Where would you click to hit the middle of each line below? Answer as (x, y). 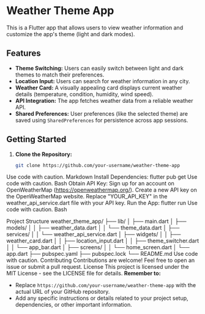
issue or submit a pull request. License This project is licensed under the (98, 267)
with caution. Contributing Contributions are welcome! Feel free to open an (101, 260)
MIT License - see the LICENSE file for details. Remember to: (84, 274)
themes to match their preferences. (60, 75)
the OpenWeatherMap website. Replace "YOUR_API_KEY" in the (87, 196)
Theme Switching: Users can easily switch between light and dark (99, 68)
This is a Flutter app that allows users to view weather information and (95, 28)
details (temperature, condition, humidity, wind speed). (84, 94)
